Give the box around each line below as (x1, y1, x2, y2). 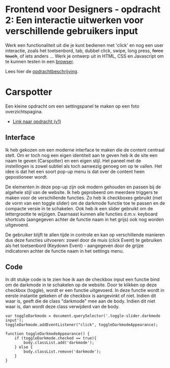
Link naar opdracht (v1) (12, 118, 62, 125)
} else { (14, 345, 33, 350)
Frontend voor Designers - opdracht (5, 4, 161, 15)
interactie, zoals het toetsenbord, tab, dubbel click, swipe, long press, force (5, 47, 164, 54)
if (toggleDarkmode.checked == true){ (14, 335, 97, 340)
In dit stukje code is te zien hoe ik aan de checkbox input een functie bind (5, 276, 160, 282)
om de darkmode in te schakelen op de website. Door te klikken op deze (5, 282, 157, 288)
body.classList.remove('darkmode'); (23, 349, 101, 354)
